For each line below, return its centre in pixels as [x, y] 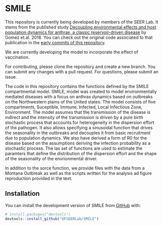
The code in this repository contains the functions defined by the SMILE [77, 86]
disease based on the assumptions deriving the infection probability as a [78, 143]
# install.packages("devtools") [38, 214]
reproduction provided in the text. [39, 178]
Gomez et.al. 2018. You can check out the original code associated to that [79, 37]
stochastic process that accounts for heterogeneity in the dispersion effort [80, 122]
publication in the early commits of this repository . [55, 42]
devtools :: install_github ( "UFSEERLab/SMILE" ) [52, 219]
